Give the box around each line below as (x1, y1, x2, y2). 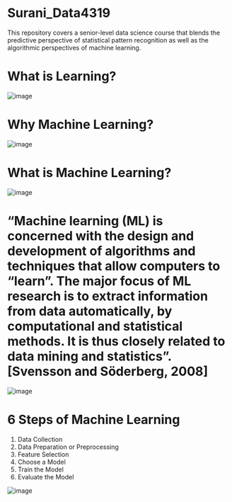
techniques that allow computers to (7, 258, 221, 274)
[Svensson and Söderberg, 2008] (7, 363, 209, 380)
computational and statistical (7, 318, 183, 334)
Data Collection (17, 435, 63, 443)
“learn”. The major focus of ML (7, 273, 192, 289)
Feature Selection (17, 450, 69, 458)
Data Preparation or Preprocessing (17, 443, 119, 451)
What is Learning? (7, 69, 117, 84)
